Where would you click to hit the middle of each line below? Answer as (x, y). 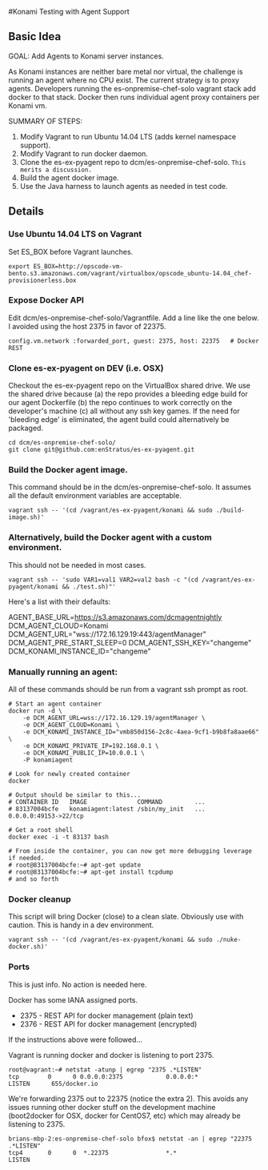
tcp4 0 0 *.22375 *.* (93, 1152)
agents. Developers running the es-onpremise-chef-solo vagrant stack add (132, 88)
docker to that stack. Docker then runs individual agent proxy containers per (134, 97)
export (19, 266)
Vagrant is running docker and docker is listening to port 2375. (111, 1055)
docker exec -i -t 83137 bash (59, 837)
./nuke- (228, 940)
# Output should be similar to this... (75, 795)
